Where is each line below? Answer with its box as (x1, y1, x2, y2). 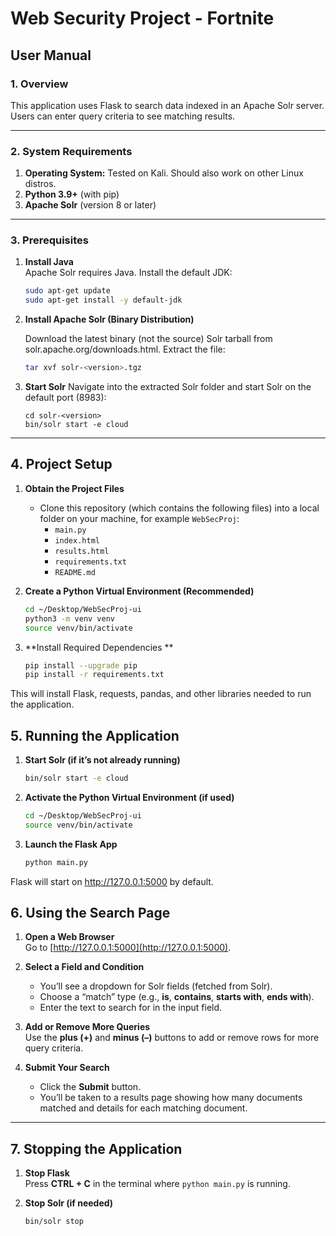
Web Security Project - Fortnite (10, 7, 275, 30)
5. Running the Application (10, 727, 180, 744)
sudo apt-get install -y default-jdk (24, 295, 183, 306)
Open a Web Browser (24, 931, 115, 943)
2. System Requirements (10, 144, 133, 158)
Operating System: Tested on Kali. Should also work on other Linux (24, 167, 304, 179)
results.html (54, 546, 110, 556)
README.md (54, 567, 96, 577)
